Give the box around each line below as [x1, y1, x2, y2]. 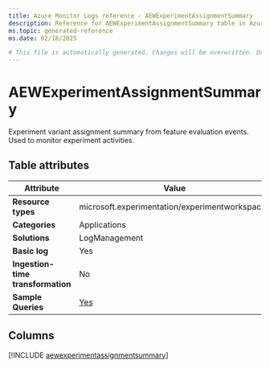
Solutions [12, 232, 50, 243]
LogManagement [79, 232, 144, 243]
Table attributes [8, 158, 90, 173]
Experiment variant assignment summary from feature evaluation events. [8, 127, 249, 137]
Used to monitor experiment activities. [8, 136, 135, 145]
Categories [12, 219, 56, 230]
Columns [8, 329, 55, 342]
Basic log [12, 245, 49, 256]
